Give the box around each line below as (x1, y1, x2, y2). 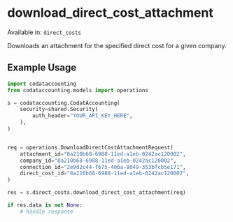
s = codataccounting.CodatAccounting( (7, 99, 120, 106)
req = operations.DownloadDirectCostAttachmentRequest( (7, 144, 174, 151)
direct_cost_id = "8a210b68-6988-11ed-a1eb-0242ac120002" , (20, 170, 190, 177)
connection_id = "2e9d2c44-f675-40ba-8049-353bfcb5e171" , (20, 163, 187, 170)
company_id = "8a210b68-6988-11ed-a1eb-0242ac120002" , (20, 157, 177, 164)
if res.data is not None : (7, 202, 83, 209)
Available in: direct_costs (7, 28, 82, 36)
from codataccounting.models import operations (7, 87, 149, 94)
